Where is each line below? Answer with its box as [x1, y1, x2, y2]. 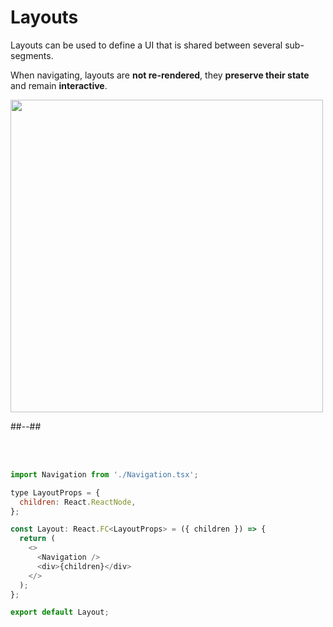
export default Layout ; [10, 607, 110, 618]
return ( [19, 534, 56, 544]
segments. [10, 49, 54, 61]
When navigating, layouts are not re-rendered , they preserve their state [10, 69, 310, 81]
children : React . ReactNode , [19, 497, 137, 507]
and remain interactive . [10, 79, 108, 91]
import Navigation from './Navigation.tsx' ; [10, 469, 199, 480]
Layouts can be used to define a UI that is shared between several [10, 39, 283, 51]
